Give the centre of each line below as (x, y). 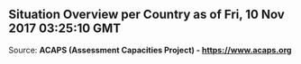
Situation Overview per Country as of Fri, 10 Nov (146, 15)
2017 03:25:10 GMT (65, 29)
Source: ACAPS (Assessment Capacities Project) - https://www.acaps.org (150, 50)
